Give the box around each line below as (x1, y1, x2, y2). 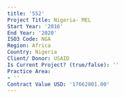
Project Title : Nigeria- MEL (7, 17, 91, 23)
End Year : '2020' (7, 29, 57, 37)
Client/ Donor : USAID (7, 55, 70, 62)
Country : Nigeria (7, 49, 57, 56)
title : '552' (7, 10, 45, 17)
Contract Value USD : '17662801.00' (7, 81, 110, 88)
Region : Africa (7, 42, 51, 49)
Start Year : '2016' (7, 23, 64, 30)
